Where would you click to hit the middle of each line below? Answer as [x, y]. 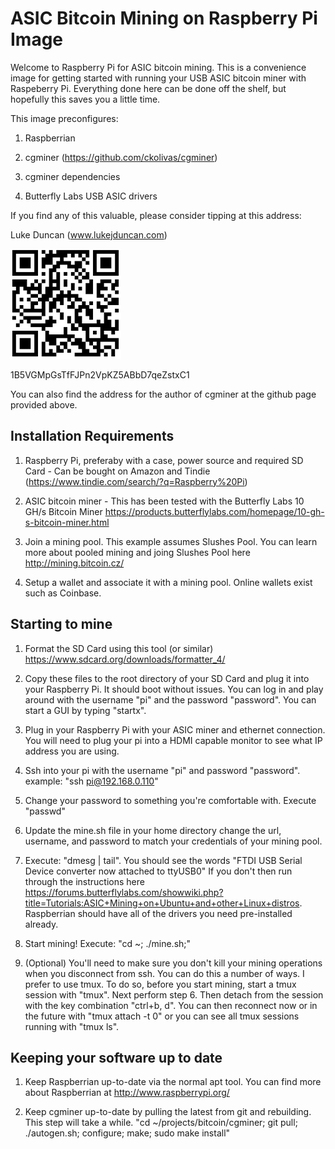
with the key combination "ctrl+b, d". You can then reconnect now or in [171, 1005]
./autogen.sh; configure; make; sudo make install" [127, 1133]
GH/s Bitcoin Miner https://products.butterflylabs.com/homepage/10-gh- [174, 511]
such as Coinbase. [63, 593]
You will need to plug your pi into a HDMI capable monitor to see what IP [173, 740]
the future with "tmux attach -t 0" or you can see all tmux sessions [162, 1016]
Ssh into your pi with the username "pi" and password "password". [162, 770]
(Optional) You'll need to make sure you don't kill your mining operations [173, 963]
